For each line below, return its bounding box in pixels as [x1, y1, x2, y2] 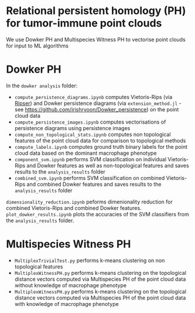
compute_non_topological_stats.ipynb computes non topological [14, 131, 171, 138]
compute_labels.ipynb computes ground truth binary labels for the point [14, 143, 187, 150]
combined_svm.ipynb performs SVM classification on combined [14, 174, 165, 181]
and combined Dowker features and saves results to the [26, 181, 162, 188]
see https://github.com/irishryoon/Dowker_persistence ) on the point [14, 106, 179, 113]
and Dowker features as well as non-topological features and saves [26, 162, 189, 169]
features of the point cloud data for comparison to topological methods [14, 137, 186, 144]
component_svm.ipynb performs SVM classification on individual [14, 155, 167, 162]
